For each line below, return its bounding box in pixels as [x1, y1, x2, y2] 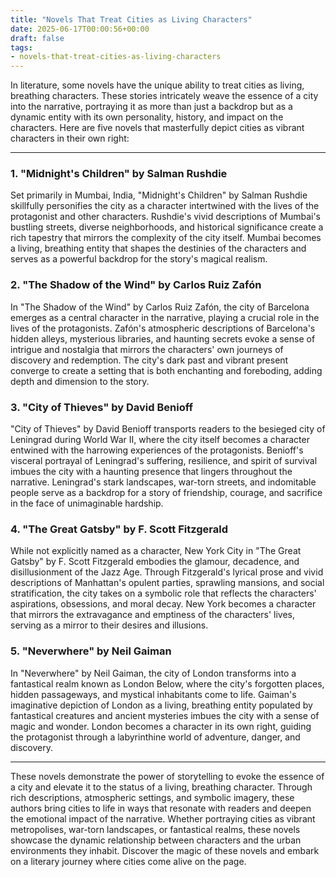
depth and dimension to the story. [10, 375, 150, 387]
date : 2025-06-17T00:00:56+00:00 [10, 24, 150, 34]
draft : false [10, 33, 65, 43]
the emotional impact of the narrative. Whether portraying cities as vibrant [10, 812, 316, 825]
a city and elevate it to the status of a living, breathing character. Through [10, 781, 313, 793]
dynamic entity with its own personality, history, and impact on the [10, 111, 284, 123]
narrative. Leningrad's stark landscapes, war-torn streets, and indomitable [10, 476, 317, 488]
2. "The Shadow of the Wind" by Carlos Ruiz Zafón [10, 278, 262, 292]
